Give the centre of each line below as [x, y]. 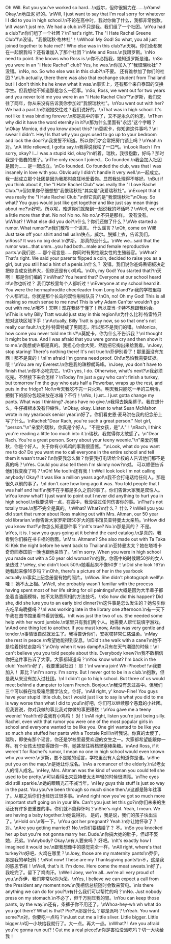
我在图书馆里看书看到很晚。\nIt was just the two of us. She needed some [86, 616]
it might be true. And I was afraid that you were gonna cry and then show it [84, 339]
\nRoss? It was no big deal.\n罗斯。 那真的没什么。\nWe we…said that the [82, 241]
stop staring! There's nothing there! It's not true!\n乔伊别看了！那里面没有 [82, 352]
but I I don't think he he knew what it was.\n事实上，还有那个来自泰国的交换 [84, 84]
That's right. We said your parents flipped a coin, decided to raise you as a [83, 258]
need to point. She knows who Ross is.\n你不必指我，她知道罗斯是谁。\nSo [84, 58]
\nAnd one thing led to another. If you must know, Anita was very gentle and [85, 628]
